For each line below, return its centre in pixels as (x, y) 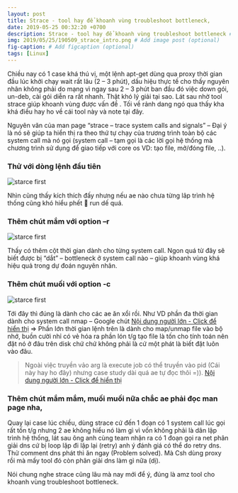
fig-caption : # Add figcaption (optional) (71, 47)
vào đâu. (20, 351)
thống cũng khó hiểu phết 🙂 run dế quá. (66, 203)
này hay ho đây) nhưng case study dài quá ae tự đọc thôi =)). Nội (120, 372)
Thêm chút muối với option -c (59, 284)
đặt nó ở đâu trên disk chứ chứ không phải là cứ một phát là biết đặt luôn (113, 343)
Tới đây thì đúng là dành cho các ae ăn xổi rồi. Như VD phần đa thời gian (113, 313)
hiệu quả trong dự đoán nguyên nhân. (62, 266)
